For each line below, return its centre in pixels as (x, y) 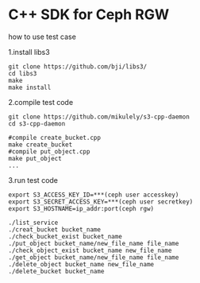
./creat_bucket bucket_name (55, 229)
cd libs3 (23, 73)
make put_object (35, 158)
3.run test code (33, 180)
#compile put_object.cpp (49, 151)
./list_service (33, 223)
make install (30, 87)
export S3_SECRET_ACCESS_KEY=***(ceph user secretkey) (101, 202)
